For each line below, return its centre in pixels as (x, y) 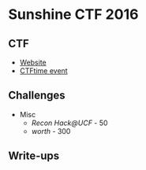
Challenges (37, 96)
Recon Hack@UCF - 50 (69, 123)
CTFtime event (44, 71)
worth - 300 (51, 131)
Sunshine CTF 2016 (73, 15)
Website (33, 62)
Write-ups (34, 156)
